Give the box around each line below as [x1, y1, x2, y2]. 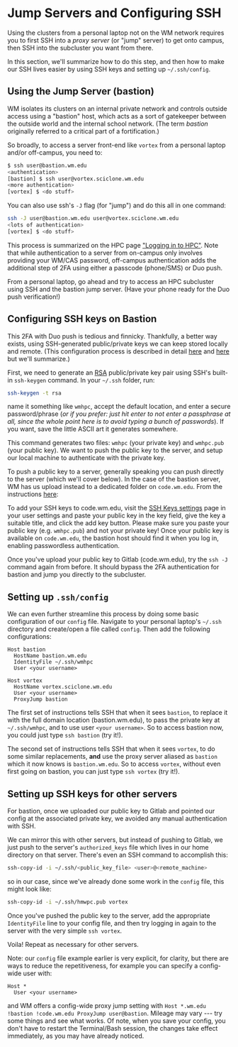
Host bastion [7, 646, 46, 654]
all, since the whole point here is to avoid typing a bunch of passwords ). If [7, 417, 225, 426]
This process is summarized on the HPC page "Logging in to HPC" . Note [7, 241, 219, 249]
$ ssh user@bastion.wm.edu [7, 162, 87, 169]
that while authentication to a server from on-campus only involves [7, 248, 203, 257]
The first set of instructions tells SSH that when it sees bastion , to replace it [7, 708, 228, 717]
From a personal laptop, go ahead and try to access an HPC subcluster [7, 277, 215, 285]
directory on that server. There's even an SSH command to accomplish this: [7, 850, 229, 860]
